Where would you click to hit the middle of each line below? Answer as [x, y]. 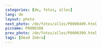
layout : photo [20, 19]
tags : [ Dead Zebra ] [25, 38]
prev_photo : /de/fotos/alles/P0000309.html [51, 33]
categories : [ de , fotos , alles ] [39, 10]
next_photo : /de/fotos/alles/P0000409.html [51, 24]
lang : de [14, 14]
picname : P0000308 [24, 28]
